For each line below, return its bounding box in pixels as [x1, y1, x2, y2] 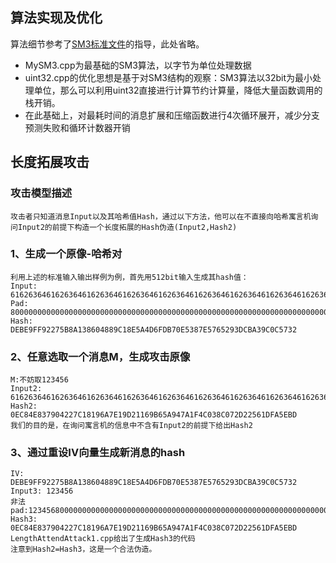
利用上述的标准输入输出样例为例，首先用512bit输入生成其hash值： [10, 272, 249, 282]
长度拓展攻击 [10, 154, 90, 171]
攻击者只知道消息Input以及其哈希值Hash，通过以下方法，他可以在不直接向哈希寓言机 [10, 211, 312, 222]
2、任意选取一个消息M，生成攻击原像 [10, 349, 191, 363]
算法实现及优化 [10, 9, 103, 27]
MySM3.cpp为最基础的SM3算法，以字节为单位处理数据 [24, 59, 252, 71]
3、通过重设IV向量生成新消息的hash [10, 446, 186, 460]
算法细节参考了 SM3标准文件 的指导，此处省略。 [10, 38, 205, 50]
